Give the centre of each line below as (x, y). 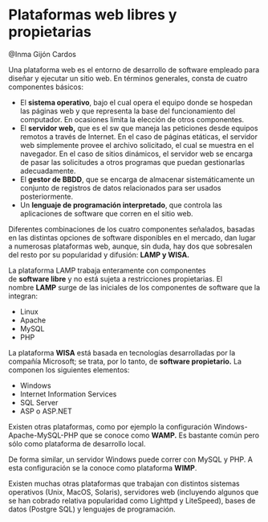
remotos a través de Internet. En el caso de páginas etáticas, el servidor (139, 136)
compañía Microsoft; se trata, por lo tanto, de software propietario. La (125, 361)
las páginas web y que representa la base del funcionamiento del (128, 111)
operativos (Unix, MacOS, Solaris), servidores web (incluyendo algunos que (134, 491)
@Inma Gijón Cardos (42, 54)
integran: (23, 296)
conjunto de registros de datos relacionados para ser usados (120, 187)
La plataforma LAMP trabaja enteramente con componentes (107, 270)
